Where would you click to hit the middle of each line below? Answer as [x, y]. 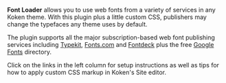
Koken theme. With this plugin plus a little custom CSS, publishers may [107, 17]
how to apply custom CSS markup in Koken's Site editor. [87, 72]
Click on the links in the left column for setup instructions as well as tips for [113, 65]
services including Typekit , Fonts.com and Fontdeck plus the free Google [111, 45]
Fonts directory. [29, 52]
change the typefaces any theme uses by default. [77, 24]
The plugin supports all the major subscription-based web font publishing [111, 37]
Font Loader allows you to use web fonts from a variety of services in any [112, 10]
